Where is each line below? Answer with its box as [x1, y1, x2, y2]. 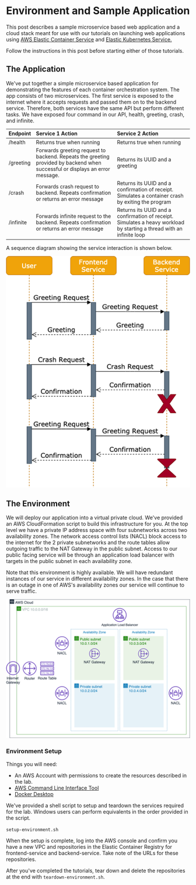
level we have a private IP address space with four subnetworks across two [6, 527, 188, 534]
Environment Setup [6, 747, 62, 756]
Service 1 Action [36, 130, 78, 137]
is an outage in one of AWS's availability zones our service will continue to [6, 581, 185, 589]
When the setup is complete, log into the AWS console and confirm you [6, 837, 178, 844]
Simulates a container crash [117, 192, 184, 199]
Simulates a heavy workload [117, 219, 185, 226]
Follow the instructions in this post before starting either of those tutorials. [6, 47, 184, 54]
